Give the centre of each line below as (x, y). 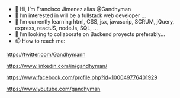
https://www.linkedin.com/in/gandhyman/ (57, 66)
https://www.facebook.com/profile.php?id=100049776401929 (82, 77)
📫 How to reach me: (40, 41)
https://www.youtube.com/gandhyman (53, 89)
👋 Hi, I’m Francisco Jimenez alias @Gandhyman (73, 9)
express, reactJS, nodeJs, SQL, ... (56, 28)
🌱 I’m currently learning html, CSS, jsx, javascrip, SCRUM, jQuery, (94, 22)
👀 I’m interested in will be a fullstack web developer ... (80, 15)
